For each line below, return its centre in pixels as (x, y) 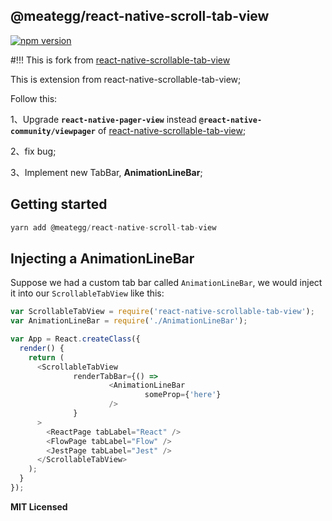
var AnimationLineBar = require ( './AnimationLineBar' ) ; (129, 321)
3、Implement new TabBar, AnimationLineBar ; (106, 172)
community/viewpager (53, 131)
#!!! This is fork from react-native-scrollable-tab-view (120, 60)
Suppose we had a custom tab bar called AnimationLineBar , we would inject (166, 283)
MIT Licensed (39, 506)
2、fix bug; (33, 151)
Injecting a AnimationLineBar (102, 258)
